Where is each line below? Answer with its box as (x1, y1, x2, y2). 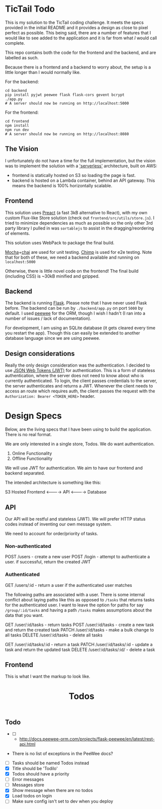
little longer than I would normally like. (5, 69, 81, 75)
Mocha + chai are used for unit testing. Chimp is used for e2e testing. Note (5, 249, 152, 255)
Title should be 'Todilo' (12, 766, 58, 772)
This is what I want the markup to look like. (5, 673, 91, 679)
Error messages (12, 776, 44, 782)
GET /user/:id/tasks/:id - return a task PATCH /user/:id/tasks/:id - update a (5, 641, 153, 647)
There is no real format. (5, 432, 52, 438)
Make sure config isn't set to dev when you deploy (12, 798, 113, 804)
